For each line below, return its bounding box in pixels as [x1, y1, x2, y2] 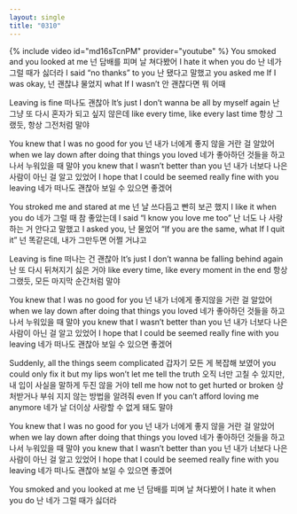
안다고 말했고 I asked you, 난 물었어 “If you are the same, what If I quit [35, 223, 285, 234]
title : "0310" [9, 21, 62, 30]
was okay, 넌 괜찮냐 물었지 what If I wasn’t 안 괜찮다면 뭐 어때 [9, 78, 226, 89]
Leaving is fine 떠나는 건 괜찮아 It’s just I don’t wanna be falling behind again [9, 253, 284, 264]
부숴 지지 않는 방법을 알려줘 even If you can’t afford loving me [39, 391, 260, 401]
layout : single [9, 12, 66, 22]
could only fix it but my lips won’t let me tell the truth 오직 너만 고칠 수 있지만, [9, 369, 285, 379]
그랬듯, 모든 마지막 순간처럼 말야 [9, 276, 121, 286]
